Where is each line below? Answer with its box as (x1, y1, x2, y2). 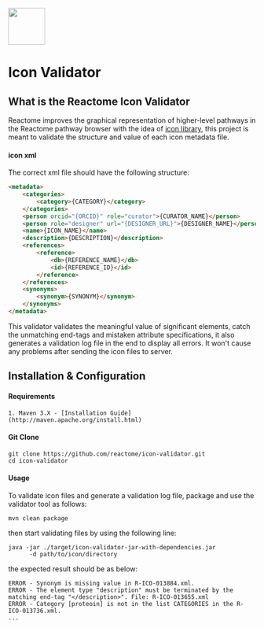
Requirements (8, 391, 56, 401)
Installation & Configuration (8, 370, 146, 383)
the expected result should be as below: (8, 563, 138, 574)
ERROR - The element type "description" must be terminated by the (8, 586, 234, 594)
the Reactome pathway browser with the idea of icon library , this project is (8, 124, 249, 133)
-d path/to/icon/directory (28, 550, 118, 558)
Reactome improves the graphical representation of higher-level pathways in (8, 116, 256, 125)
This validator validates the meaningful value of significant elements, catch (8, 321, 251, 331)
